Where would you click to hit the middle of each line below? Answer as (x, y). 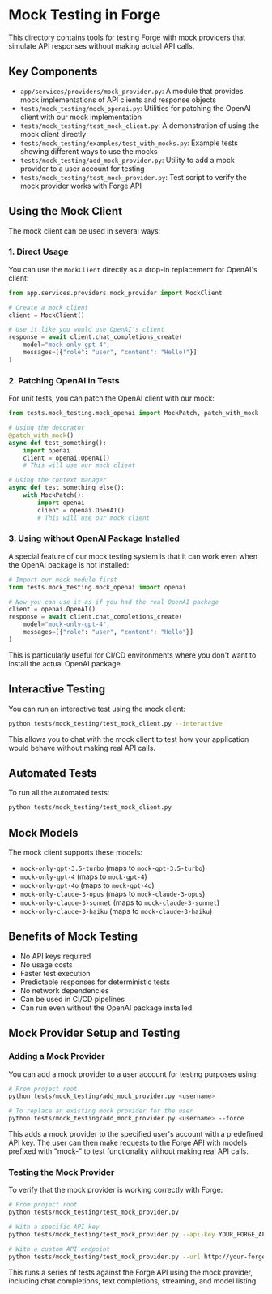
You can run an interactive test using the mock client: (97, 709)
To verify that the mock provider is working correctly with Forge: (116, 1190)
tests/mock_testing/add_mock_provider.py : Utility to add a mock (127, 160)
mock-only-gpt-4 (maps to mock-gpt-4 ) (83, 876)
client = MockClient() (47, 315)
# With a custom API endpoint (59, 1249)
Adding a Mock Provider (57, 1056)
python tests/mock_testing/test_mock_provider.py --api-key (112, 1234)
